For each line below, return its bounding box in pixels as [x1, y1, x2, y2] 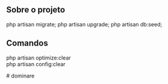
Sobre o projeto [6, 5, 65, 15]
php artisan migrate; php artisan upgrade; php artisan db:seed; [6, 20, 163, 28]
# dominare [6, 72, 35, 79]
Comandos [6, 38, 48, 49]
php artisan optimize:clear [6, 54, 71, 61]
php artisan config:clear [6, 60, 66, 68]
